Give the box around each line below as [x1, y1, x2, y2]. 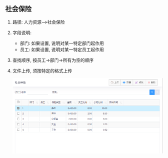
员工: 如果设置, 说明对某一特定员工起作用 [19, 46, 104, 52]
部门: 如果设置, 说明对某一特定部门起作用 [19, 40, 104, 46]
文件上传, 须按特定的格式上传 [12, 67, 72, 73]
